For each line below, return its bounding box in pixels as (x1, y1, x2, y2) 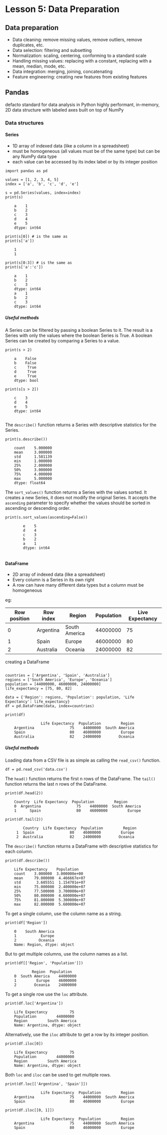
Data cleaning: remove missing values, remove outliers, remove (12, 36, 143, 42)
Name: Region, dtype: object (14, 942, 75, 948)
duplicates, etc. (12, 42, 44, 48)
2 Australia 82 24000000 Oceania (16, 835, 135, 840)
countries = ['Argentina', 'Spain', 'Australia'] (5, 673, 110, 678)
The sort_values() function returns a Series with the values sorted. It (5, 489, 147, 495)
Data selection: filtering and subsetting (12, 47, 92, 53)
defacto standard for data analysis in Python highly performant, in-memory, (5, 101, 160, 107)
